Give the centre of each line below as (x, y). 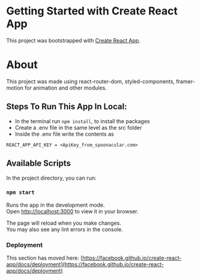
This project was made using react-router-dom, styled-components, (91, 81)
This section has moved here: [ (44, 258)
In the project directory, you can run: (51, 178)
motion (15, 88)
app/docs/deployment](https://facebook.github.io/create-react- (85, 264)
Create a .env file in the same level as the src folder (78, 127)
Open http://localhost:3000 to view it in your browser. (73, 211)
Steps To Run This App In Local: (67, 107)
